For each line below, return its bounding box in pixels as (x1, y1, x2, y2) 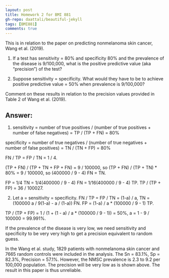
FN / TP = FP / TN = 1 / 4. (5, 155, 58, 161)
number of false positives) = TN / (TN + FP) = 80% (5, 145, 111, 151)
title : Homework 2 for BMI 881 (5, 12, 71, 17)
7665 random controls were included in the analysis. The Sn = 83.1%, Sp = (5, 251, 160, 257)
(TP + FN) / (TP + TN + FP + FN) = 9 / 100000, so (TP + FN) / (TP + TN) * (5, 164, 157, 170)
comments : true (5, 26, 37, 31)
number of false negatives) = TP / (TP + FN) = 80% (12, 129, 120, 135)
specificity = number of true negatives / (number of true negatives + (5, 140, 147, 146)
